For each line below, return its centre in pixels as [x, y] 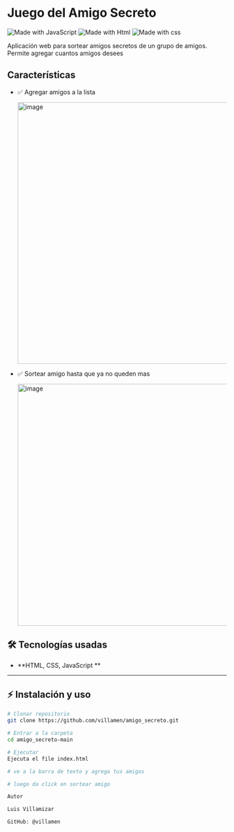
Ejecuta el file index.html [48, 759]
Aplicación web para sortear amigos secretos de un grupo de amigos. [107, 45]
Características [41, 75]
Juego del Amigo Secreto [82, 13]
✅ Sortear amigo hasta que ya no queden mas [84, 373]
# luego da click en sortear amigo [59, 784]
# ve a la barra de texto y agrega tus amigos [76, 771]
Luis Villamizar [31, 809]
